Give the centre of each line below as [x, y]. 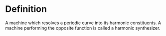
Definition [26, 9]
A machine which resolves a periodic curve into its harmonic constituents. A [83, 23]
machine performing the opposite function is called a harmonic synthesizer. [83, 28]
